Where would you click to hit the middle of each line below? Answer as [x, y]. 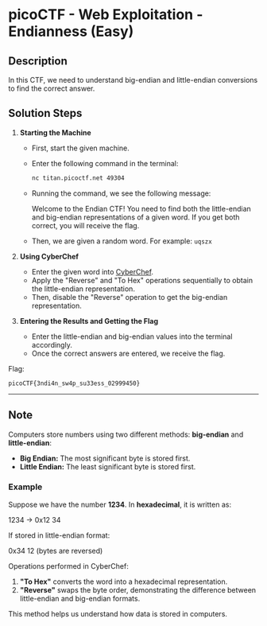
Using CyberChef [49, 256]
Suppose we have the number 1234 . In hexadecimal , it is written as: [120, 504]
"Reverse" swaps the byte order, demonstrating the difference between [138, 589]
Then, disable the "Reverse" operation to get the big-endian [130, 297]
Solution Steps [45, 113]
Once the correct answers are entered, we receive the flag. [128, 353]
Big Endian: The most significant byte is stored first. [105, 458]
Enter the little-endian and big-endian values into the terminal [132, 336]
